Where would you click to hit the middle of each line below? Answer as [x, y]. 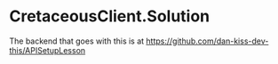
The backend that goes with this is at [77, 41]
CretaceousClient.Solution [110, 16]
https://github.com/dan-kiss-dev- [207, 41]
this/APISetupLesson [48, 50]
